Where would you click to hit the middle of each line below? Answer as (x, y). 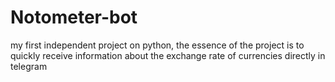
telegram (29, 66)
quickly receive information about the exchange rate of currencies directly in (168, 55)
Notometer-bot (74, 17)
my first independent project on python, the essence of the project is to (157, 45)
